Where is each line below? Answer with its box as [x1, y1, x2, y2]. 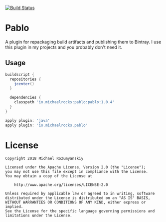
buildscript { [5, 72, 35, 77]
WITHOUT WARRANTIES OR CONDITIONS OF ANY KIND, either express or [5, 200, 146, 205]
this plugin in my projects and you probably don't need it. [5, 44, 123, 50]
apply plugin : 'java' [5, 118, 50, 123]
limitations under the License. [5, 213, 72, 218]
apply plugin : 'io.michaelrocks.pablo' [5, 123, 88, 128]
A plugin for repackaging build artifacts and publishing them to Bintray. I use [5, 39, 162, 45]
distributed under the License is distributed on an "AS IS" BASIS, [5, 195, 151, 200]
